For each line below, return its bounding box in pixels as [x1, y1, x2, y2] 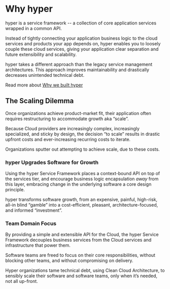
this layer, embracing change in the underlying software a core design [5, 181, 152, 187]
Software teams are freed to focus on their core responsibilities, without [5, 252, 156, 258]
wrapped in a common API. [5, 25, 62, 31]
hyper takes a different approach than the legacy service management [5, 61, 153, 67]
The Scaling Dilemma [5, 97, 74, 105]
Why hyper [5, 3, 53, 15]
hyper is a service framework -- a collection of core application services [5, 20, 156, 26]
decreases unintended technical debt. [5, 72, 85, 78]
